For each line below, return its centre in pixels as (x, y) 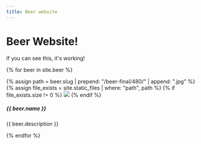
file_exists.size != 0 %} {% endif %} (54, 95)
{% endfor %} (23, 135)
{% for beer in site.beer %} (40, 70)
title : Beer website (32, 12)
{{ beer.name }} (26, 109)
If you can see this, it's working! (46, 58)
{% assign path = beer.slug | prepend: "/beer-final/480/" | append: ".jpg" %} (101, 81)
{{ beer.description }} (32, 124)
